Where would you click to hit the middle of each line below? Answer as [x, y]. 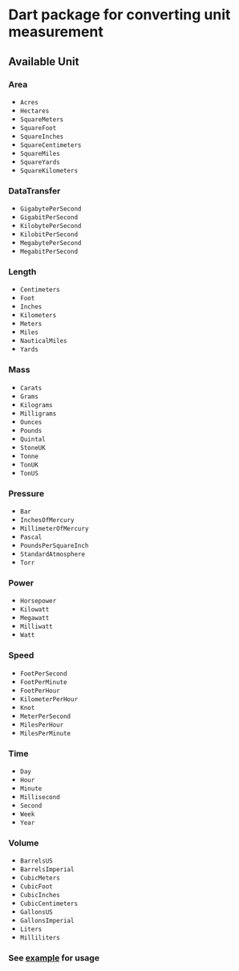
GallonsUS [36, 912]
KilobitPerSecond [49, 235]
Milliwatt [36, 627]
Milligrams [38, 414]
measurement [56, 32]
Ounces [31, 422]
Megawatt [34, 618]
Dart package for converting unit [119, 15]
